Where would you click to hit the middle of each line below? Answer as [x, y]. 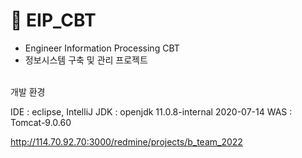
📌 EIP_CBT [53, 20]
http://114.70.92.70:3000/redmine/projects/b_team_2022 [126, 141]
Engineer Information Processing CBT [102, 48]
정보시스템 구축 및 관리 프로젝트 [86, 60]
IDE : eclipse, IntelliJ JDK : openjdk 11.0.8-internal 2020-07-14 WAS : [151, 111]
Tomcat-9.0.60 [41, 122]
